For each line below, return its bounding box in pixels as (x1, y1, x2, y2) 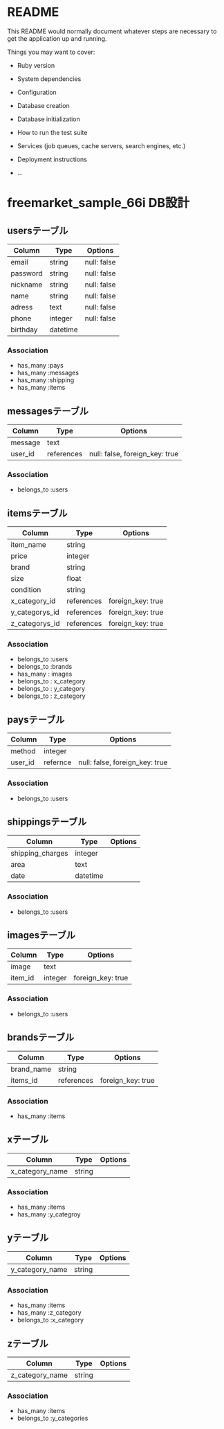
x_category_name (10, 1166, 68, 1176)
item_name (10, 540, 46, 550)
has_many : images (17, 669, 73, 678)
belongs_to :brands (17, 663, 73, 671)
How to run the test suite (17, 128, 88, 136)
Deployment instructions (17, 155, 88, 163)
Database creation (17, 101, 71, 109)
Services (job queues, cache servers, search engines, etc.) (17, 141, 186, 150)
